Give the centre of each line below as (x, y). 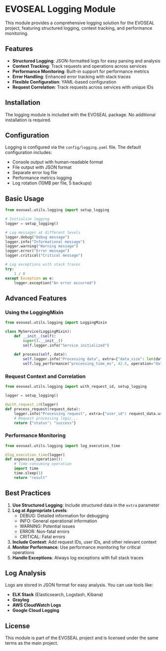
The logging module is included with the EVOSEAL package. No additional (80, 114)
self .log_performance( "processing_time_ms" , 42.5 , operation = (88, 364)
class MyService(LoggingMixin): (38, 331)
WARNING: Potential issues (47, 526)
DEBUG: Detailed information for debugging (64, 515)
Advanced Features (36, 298)
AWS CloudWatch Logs (37, 605)
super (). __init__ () (43, 341)
